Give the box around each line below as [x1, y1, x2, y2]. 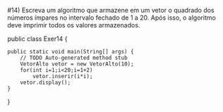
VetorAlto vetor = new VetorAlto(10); [20, 61, 134, 68]
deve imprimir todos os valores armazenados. [7, 21, 140, 29]
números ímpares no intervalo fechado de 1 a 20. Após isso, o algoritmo [7, 13, 217, 22]
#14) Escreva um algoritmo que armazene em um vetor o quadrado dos [7, 6, 215, 14]
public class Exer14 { [7, 35, 68, 43]
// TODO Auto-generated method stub [20, 54, 128, 61]
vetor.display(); [20, 79, 71, 86]
